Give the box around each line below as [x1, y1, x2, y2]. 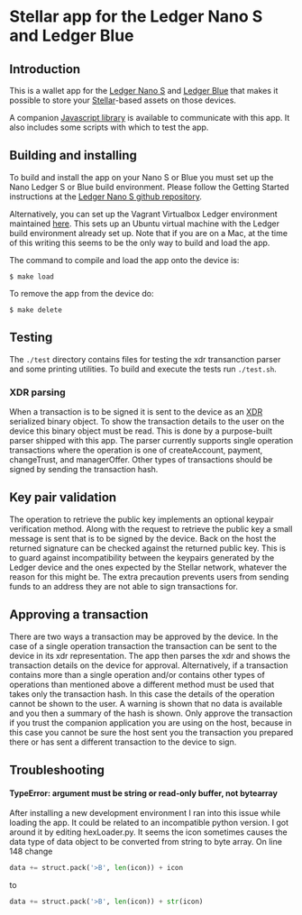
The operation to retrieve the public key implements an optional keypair [9, 514, 274, 525]
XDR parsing [9, 386, 66, 398]
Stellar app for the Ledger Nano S [9, 6, 263, 27]
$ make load [9, 272, 54, 281]
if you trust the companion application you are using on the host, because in [9, 717, 292, 727]
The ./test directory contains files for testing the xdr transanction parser [9, 353, 281, 364]
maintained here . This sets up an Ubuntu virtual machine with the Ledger [9, 218, 280, 229]
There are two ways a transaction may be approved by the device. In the [9, 631, 279, 642]
